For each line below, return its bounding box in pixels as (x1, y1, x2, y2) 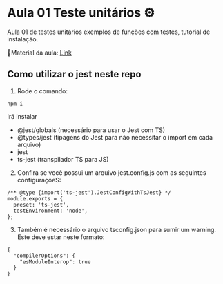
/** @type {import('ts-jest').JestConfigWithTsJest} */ (7, 189, 171, 196)
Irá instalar (7, 112, 37, 120)
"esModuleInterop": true (19, 258, 91, 265)
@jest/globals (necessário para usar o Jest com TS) (17, 126, 166, 134)
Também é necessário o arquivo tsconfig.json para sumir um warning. (17, 225, 216, 234)
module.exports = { (7, 195, 64, 202)
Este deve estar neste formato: (17, 233, 105, 241)
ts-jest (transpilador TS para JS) (17, 155, 109, 163)
